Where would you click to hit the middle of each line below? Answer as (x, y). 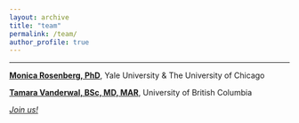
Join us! (24, 110)
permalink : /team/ (43, 34)
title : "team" (36, 26)
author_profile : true (49, 42)
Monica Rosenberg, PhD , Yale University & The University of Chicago (137, 75)
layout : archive (39, 17)
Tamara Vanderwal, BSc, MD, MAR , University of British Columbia (131, 93)
